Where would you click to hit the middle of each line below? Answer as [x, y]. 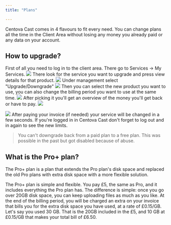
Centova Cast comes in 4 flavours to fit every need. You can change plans [83, 29]
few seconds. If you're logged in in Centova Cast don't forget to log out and [85, 120]
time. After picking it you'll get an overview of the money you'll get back [84, 98]
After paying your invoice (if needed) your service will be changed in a [86, 115]
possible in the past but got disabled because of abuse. [76, 141]
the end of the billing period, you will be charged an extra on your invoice [82, 201]
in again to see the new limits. [36, 125]
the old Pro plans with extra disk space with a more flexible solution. [77, 175]
